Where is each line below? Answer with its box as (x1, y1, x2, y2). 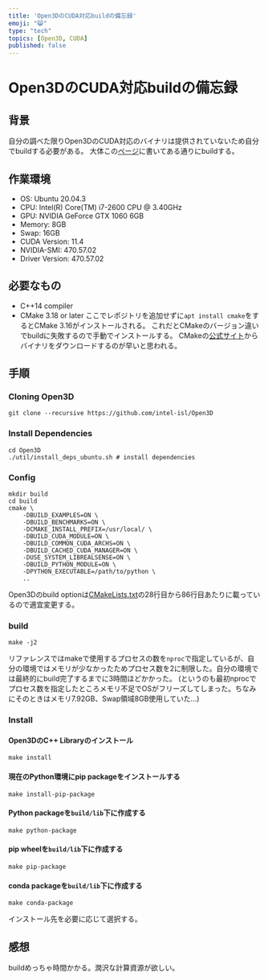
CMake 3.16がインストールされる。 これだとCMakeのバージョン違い (34, 320, 259, 330)
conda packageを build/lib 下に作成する (8, 880, 143, 890)
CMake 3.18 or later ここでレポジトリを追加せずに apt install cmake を (19, 311, 253, 320)
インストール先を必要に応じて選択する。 (8, 914, 142, 924)
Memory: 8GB (19, 219, 67, 229)
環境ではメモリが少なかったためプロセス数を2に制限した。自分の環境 (22, 664, 252, 673)
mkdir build (8, 490, 48, 499)
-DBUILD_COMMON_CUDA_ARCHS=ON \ (22, 540, 131, 548)
